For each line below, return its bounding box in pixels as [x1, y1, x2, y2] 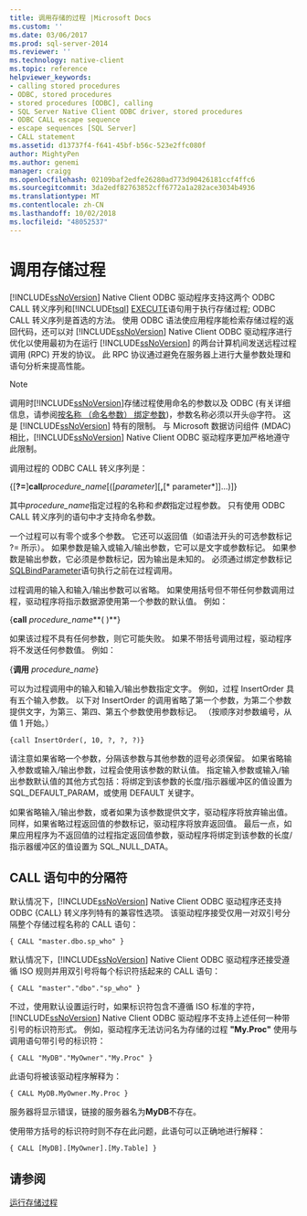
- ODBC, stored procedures [9, 90, 112, 99]
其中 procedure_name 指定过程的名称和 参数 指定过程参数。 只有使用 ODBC [9, 499, 286, 510]
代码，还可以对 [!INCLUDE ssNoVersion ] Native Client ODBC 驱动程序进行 [16, 325, 292, 336]
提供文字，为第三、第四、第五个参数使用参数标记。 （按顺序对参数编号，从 [9, 706, 292, 717]
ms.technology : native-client [9, 56, 125, 65]
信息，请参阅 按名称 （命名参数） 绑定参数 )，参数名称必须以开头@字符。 [9, 409, 281, 420]
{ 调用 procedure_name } [9, 664, 99, 675]
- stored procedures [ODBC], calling [9, 98, 153, 108]
